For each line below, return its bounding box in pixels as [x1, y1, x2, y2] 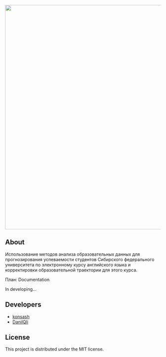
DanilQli [12, 319, 29, 325]
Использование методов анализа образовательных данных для [5, 251, 140, 257]
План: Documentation [5, 276, 50, 282]
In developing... [5, 286, 37, 292]
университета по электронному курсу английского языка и [5, 262, 131, 268]
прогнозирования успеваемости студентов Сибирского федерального [5, 256, 155, 262]
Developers [5, 301, 41, 309]
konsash [12, 313, 30, 319]
